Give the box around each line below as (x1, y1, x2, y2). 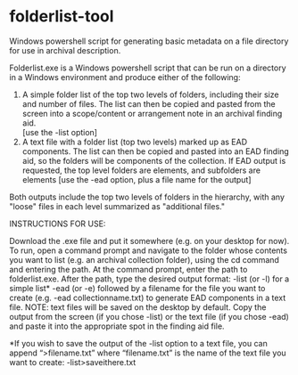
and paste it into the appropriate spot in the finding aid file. (9, 321, 225, 331)
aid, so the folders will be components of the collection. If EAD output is (21, 155, 286, 166)
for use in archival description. (9, 45, 121, 55)
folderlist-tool (9, 6, 114, 27)
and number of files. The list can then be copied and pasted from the (21, 98, 276, 109)
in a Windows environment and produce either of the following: (9, 71, 241, 82)
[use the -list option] (21, 126, 98, 137)
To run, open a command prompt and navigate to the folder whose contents (9, 245, 288, 256)
